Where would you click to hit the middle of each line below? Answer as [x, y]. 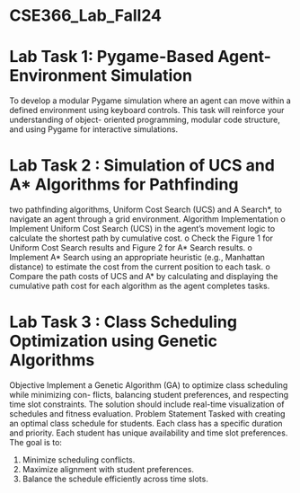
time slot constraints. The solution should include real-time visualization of [147, 404]
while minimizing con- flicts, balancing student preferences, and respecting [149, 395]
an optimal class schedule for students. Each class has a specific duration [146, 423]
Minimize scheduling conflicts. [79, 460]
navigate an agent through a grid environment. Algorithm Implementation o [147, 219]
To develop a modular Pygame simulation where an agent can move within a [150, 101]
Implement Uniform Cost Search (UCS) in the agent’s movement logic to [142, 229]
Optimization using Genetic [114, 341]
